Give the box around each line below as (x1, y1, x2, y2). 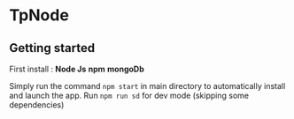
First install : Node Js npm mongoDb (9, 63, 144, 74)
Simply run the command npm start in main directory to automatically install (9, 81, 286, 91)
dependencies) (9, 100, 65, 110)
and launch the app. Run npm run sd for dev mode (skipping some (9, 90, 250, 100)
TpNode (9, 5, 69, 26)
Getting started (9, 41, 96, 56)
